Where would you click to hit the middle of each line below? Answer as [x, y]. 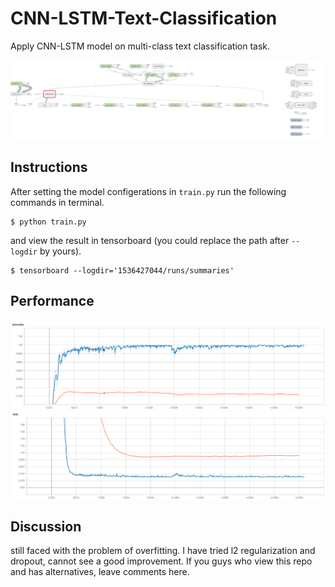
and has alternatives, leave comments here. [100, 572]
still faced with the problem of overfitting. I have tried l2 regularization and [163, 551]
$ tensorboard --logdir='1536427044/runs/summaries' [122, 270]
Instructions [49, 167]
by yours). [60, 251]
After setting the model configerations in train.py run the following [148, 191]
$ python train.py [48, 222]
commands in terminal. [57, 202]
